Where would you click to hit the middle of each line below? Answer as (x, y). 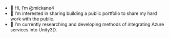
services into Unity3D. (34, 30)
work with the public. (32, 19)
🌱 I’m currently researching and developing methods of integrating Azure (87, 24)
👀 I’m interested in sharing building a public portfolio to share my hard (83, 13)
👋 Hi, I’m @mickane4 (32, 8)
